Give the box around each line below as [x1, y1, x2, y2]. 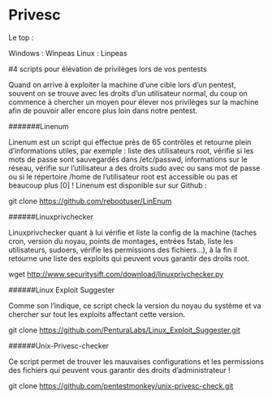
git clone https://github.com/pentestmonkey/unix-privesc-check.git [8, 380, 234, 391]
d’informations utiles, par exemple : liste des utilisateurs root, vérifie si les [8, 145, 254, 155]
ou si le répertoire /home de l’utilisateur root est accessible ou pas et [8, 171, 238, 181]
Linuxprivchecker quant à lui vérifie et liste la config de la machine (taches [8, 228, 257, 237]
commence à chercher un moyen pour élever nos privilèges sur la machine [8, 97, 259, 106]
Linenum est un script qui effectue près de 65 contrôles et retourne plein [8, 137, 252, 147]
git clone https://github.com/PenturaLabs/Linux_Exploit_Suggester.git [8, 325, 241, 335]
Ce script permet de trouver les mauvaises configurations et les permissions [8, 356, 264, 366]
